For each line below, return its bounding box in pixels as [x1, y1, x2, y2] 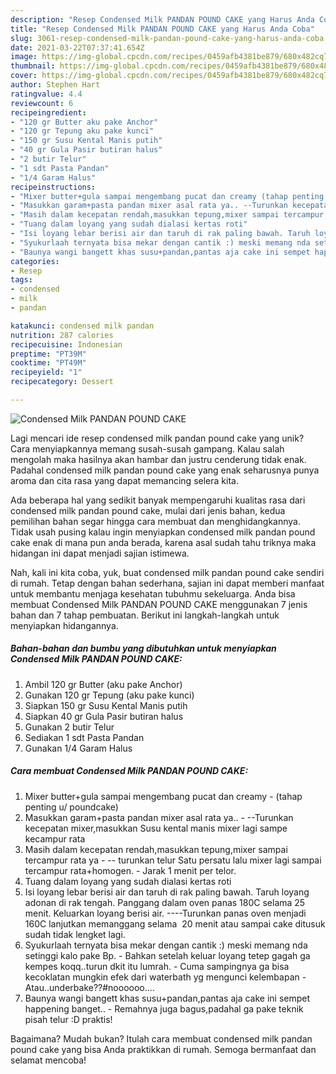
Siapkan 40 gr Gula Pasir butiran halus [24, 710, 184, 722]
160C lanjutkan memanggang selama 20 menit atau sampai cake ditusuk [24, 917, 326, 930]
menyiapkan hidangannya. [10, 619, 119, 631]
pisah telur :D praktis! [24, 1013, 113, 1025]
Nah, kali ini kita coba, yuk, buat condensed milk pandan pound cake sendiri [10, 566, 325, 578]
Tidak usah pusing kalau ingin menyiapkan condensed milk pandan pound [10, 526, 316, 538]
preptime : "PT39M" [10, 349, 87, 359]
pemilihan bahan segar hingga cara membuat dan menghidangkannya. [10, 515, 302, 527]
